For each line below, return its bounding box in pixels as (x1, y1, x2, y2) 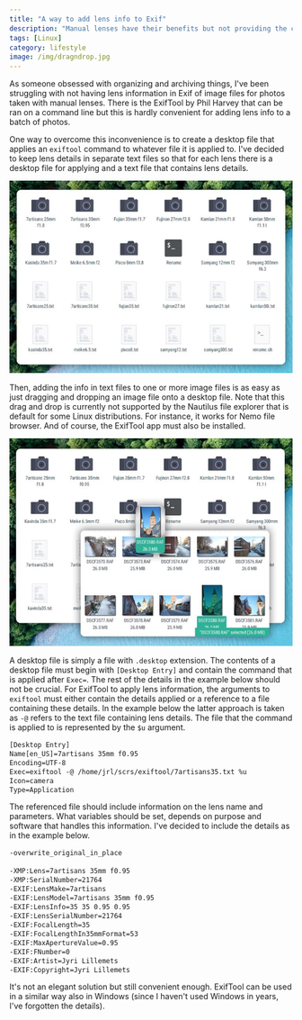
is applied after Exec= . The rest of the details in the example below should (9, 674, 280, 685)
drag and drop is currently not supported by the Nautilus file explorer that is (9, 401, 289, 411)
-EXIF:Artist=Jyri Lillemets (9, 957, 119, 966)
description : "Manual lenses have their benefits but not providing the (9, 23, 288, 33)
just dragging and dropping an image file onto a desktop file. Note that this (9, 392, 285, 402)
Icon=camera (9, 777, 54, 786)
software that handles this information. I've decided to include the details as (9, 820, 290, 832)
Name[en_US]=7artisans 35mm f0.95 (9, 750, 139, 759)
